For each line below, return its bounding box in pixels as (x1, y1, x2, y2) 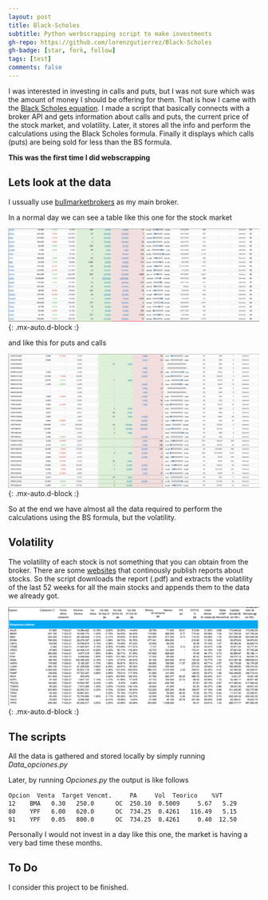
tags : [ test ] (8, 55, 52, 63)
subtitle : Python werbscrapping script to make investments (8, 30, 213, 38)
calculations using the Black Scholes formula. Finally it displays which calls (8, 129, 254, 138)
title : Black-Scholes (8, 21, 81, 30)
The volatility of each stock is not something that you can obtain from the (8, 557, 249, 566)
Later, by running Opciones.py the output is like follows (8, 775, 189, 784)
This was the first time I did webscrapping (8, 153, 151, 162)
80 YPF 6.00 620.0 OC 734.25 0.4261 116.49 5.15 (8, 807, 238, 815)
